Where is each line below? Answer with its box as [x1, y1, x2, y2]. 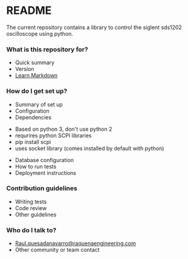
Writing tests [15, 198, 47, 205]
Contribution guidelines [6, 184, 77, 192]
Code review [15, 204, 47, 212]
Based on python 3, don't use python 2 [15, 125, 112, 133]
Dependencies [15, 113, 52, 121]
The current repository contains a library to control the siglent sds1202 [6, 24, 183, 31]
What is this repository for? [6, 45, 89, 53]
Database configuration [15, 156, 74, 163]
